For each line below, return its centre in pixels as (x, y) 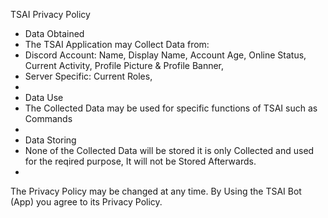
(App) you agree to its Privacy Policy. (86, 202)
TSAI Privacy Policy (50, 14)
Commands (48, 118)
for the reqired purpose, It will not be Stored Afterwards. (140, 161)
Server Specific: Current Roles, (88, 76)
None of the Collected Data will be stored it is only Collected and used (169, 150)
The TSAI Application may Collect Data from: (117, 44)
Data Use (44, 97)
